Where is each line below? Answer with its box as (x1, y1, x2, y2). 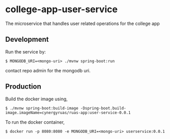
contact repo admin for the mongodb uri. (5, 67, 91, 73)
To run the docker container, (5, 119, 65, 125)
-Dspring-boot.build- (80, 105, 126, 110)
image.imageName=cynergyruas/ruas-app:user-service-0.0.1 (5, 110, 131, 115)
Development (5, 35, 49, 44)
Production (5, 82, 42, 91)
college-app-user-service (5, 4, 118, 15)
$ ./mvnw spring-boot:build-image (5, 105, 79, 110)
